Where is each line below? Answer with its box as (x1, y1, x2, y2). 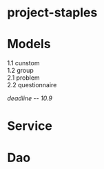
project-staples (7, 5, 98, 21)
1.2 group (7, 67, 34, 75)
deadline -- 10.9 (7, 94, 53, 102)
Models (7, 36, 51, 52)
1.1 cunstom (7, 59, 40, 67)
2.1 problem (7, 74, 40, 82)
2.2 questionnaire (7, 81, 57, 89)
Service (7, 118, 53, 134)
